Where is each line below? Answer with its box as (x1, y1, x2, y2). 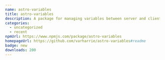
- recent (9, 30, 27, 34)
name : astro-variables (5, 7, 52, 12)
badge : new (5, 43, 27, 48)
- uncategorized (9, 25, 43, 30)
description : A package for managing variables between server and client (5, 16, 162, 21)
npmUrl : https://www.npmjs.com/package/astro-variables (5, 34, 122, 39)
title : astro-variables (5, 12, 54, 16)
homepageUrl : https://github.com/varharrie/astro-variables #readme (5, 39, 146, 44)
